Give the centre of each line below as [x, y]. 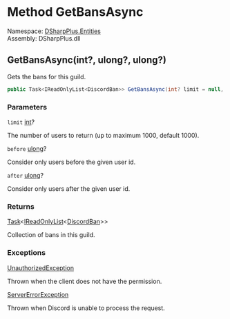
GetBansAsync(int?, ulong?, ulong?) [87, 60]
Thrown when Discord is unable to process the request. [86, 308]
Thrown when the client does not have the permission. [85, 281]
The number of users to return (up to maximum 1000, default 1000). [103, 135]
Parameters [27, 107]
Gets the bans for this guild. [47, 76]
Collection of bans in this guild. [51, 235]
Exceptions [27, 253]
